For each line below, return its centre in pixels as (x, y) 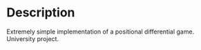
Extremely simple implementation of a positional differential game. (100, 32)
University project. (33, 38)
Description (41, 13)
